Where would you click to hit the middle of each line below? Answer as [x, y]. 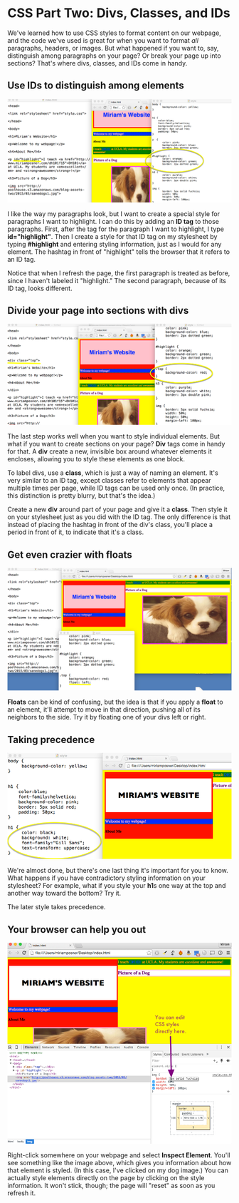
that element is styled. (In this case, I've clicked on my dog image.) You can [118, 1170]
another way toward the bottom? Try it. [64, 894]
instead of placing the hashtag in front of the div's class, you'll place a [110, 525]
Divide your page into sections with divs [98, 311]
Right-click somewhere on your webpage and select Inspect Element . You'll [119, 1155]
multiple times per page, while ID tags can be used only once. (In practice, [116, 488]
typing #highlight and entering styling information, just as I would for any [115, 244]
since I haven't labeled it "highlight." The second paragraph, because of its [117, 280]
